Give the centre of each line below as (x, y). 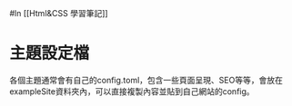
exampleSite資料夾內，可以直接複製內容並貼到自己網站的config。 (132, 91)
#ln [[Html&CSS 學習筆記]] (59, 13)
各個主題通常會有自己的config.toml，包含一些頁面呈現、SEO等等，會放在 (146, 80)
